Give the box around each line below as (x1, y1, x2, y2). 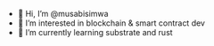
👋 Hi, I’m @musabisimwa (17, 9, 109, 19)
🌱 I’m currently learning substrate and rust (17, 27, 173, 37)
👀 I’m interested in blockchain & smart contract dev (17, 18, 205, 28)
